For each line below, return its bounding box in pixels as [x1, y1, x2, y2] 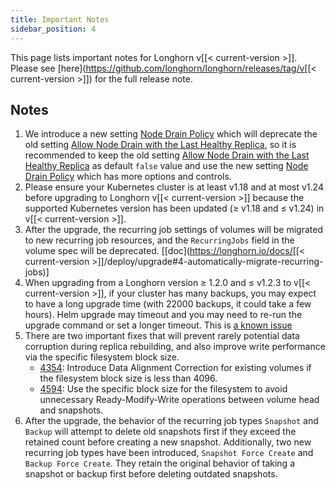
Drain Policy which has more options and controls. [24, 171, 232, 183]
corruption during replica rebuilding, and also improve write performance [24, 341, 326, 353]
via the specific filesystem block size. [24, 351, 180, 363]
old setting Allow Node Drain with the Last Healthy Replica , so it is [24, 139, 297, 151]
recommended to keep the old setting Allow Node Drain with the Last [24, 149, 310, 161]
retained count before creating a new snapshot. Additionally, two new [24, 436, 312, 448]
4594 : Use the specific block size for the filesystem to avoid [39, 383, 288, 395]
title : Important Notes [10, 14, 110, 25]
